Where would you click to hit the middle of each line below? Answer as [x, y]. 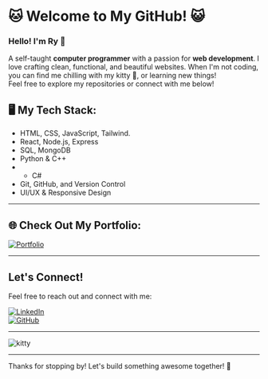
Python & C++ [43, 159]
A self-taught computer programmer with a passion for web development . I [134, 58]
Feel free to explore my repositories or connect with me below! [111, 84]
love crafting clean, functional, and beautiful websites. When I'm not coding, [134, 67]
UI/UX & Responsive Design [65, 193]
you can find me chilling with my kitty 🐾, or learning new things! [112, 76]
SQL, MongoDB [45, 150]
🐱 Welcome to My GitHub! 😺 [107, 16]
